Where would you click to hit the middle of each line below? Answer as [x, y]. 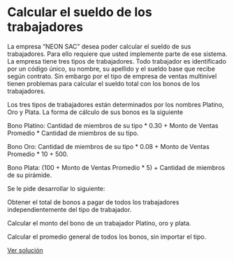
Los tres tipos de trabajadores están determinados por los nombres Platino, [116, 104]
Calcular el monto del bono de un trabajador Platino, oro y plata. [99, 223]
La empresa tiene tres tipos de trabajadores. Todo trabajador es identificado [117, 61]
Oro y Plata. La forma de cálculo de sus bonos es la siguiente [95, 112]
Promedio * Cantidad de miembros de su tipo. [73, 133]
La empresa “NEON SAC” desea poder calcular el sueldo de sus [99, 46]
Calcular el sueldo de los [80, 12]
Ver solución [25, 250]
